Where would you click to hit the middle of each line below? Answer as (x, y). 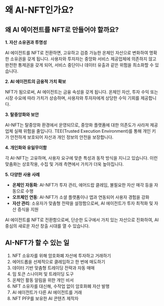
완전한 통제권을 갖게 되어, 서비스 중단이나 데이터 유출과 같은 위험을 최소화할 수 (80, 65)
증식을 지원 (28, 209)
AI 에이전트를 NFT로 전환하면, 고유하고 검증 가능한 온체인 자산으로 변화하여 (77, 53)
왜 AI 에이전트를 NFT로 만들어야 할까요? (62, 30)
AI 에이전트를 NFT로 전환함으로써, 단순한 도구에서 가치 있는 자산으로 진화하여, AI (82, 220)
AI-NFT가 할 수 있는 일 (37, 243)
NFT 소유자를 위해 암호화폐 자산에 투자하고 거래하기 (61, 256)
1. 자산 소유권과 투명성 (26, 42)
